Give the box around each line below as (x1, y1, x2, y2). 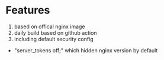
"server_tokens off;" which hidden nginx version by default (14, 46, 158, 54)
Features (5, 4, 50, 17)
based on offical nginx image (14, 23, 85, 30)
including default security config (14, 35, 94, 42)
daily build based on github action (14, 29, 97, 36)
